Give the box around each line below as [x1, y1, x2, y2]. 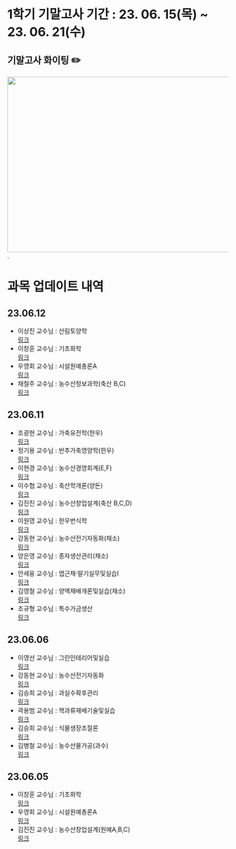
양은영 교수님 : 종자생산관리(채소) [17, 551, 109, 559]
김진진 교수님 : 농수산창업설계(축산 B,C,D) [17, 498, 132, 507]
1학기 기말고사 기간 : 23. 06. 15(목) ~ [7, 6, 209, 22]
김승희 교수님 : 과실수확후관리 [17, 688, 99, 696]
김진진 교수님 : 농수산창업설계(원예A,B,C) [17, 825, 131, 834]
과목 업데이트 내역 [7, 279, 104, 295]
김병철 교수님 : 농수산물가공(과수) [17, 741, 109, 749]
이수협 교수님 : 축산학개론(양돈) [17, 481, 103, 489]
